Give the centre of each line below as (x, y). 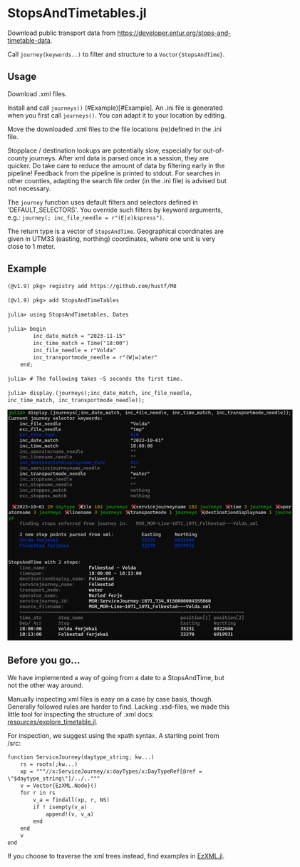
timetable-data (29, 40)
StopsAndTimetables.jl (77, 13)
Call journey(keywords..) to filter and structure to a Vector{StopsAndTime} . (116, 54)
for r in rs (38, 793)
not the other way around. (46, 685)
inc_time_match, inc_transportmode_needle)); (76, 400)
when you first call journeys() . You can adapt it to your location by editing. (117, 115)
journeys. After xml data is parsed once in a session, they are (119, 158)
